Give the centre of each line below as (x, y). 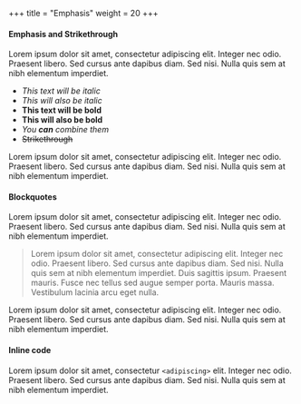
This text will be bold (61, 110)
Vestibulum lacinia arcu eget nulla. (95, 292)
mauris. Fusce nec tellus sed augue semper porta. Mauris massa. (152, 283)
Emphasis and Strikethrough (63, 34)
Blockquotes (33, 197)
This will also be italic (62, 101)
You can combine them (65, 130)
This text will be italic (61, 91)
